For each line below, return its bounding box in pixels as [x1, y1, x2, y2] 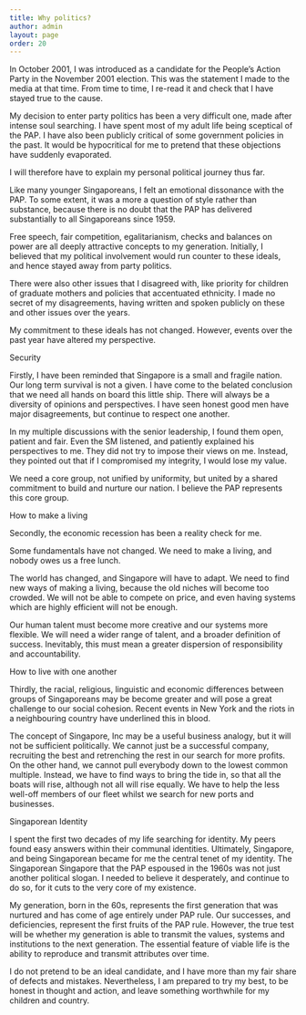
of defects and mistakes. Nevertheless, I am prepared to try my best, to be [9, 976, 289, 987]
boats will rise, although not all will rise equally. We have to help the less [9, 779, 280, 790]
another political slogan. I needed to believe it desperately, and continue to [9, 873, 290, 884]
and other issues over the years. [9, 307, 130, 318]
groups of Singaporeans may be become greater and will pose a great [9, 694, 272, 705]
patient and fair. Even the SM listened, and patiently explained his [9, 436, 255, 447]
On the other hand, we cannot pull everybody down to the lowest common [9, 760, 289, 771]
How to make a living [9, 510, 88, 521]
